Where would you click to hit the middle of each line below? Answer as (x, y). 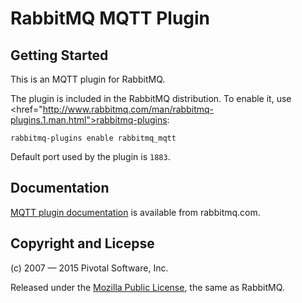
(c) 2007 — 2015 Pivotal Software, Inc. (89, 268)
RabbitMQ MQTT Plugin (110, 18)
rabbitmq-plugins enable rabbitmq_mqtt (93, 138)
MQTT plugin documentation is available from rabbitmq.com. (135, 212)
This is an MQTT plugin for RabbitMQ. (88, 79)
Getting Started (59, 55)
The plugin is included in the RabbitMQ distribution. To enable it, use (151, 98)
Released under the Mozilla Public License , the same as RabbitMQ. (147, 287)
